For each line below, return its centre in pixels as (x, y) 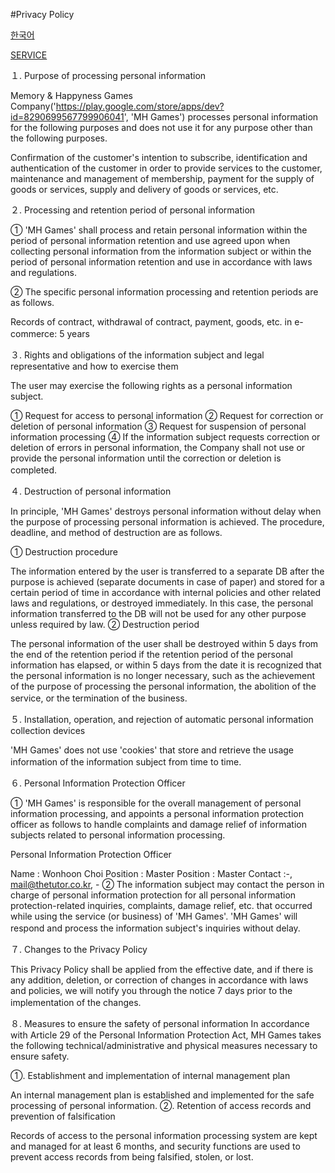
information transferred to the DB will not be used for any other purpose (158, 613)
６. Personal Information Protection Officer (98, 783)
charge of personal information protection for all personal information (153, 895)
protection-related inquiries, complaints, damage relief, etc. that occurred (161, 905)
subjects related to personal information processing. (118, 835)
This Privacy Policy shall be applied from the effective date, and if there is (162, 969)
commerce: (34, 333)
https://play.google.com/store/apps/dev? (140, 106)
